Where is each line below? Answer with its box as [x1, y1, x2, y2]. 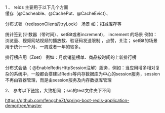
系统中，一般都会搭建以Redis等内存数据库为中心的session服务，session [13, 71, 161, 76]
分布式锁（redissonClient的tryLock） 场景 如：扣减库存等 [5, 21, 122, 27]
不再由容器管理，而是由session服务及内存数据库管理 [5, 77, 112, 83]
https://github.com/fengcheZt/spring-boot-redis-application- [5, 98, 129, 103]
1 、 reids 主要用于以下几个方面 [5, 4, 69, 10]
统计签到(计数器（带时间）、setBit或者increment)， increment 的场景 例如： [5, 32, 158, 37]
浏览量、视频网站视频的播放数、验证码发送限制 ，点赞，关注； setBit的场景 [5, 38, 158, 43]
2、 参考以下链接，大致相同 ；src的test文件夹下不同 [5, 88, 111, 93]
